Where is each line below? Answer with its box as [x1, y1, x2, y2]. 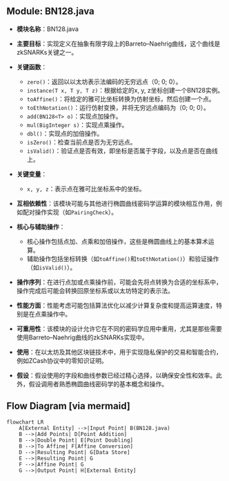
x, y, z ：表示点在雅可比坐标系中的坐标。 [26, 185, 146, 193]
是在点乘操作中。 [22, 310, 72, 318]
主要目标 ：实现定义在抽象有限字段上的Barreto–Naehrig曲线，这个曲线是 [16, 39, 221, 48]
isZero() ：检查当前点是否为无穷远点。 [26, 138, 137, 146]
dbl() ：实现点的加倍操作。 [26, 129, 103, 138]
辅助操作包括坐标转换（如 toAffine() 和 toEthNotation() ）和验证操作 [26, 254, 219, 263]
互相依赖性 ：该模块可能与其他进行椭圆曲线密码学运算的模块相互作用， [16, 199, 217, 207]
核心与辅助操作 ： [16, 223, 66, 231]
